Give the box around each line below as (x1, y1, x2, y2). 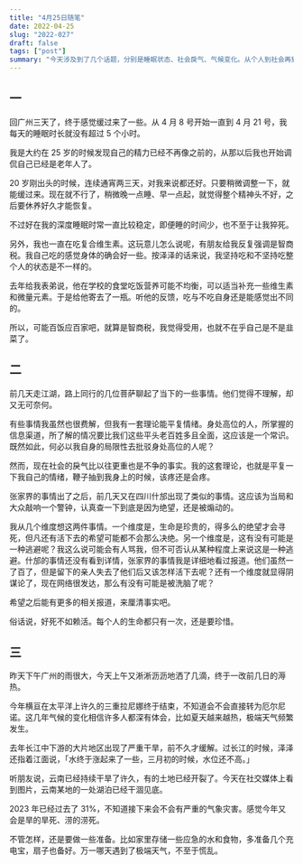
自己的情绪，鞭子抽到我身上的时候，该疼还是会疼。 (24, 471, 215, 482)
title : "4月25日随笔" (9, 13, 86, 23)
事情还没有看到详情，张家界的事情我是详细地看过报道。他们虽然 (48, 554, 286, 565)
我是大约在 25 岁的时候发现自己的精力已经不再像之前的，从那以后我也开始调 (9, 146, 292, 158)
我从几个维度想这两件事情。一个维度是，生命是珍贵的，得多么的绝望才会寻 (9, 521, 286, 532)
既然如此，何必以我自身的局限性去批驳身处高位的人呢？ (9, 441, 215, 451)
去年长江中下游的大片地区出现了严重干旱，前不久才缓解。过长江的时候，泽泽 (9, 742, 294, 754)
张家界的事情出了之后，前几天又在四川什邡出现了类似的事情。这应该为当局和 (9, 490, 294, 501)
